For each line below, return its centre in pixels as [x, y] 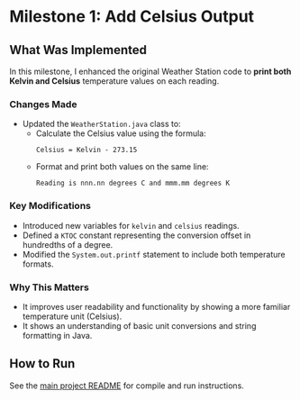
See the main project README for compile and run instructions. [127, 386]
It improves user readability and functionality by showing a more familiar [156, 306]
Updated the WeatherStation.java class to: [102, 124]
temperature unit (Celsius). [72, 316]
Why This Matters [50, 287]
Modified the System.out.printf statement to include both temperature [154, 254]
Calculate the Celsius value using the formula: [121, 133]
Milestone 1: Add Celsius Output [132, 17]
